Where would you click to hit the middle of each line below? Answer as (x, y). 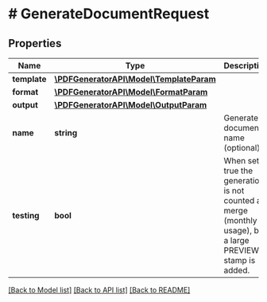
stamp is (240, 260)
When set (242, 161)
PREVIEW (242, 250)
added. (237, 270)
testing (26, 216)
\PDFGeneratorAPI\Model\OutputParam (131, 105)
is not (234, 190)
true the (238, 171)
